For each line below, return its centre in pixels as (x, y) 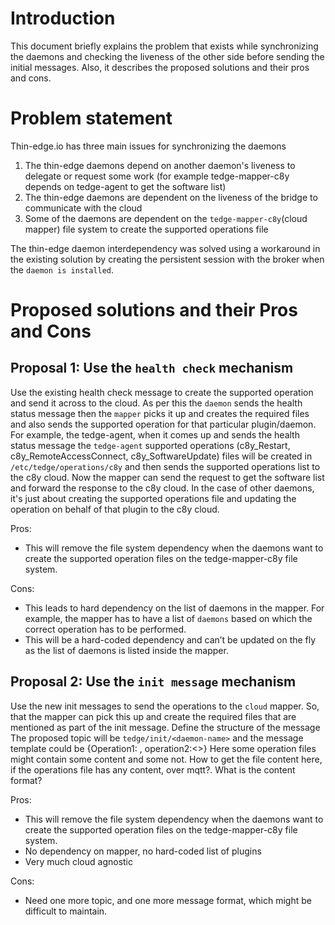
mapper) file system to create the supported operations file (146, 229)
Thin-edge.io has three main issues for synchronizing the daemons (148, 146)
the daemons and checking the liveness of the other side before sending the (167, 56)
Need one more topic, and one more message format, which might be (168, 900)
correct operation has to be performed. (105, 629)
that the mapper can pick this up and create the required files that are (153, 716)
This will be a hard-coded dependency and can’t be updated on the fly (170, 639)
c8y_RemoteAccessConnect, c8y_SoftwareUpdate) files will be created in (161, 456)
